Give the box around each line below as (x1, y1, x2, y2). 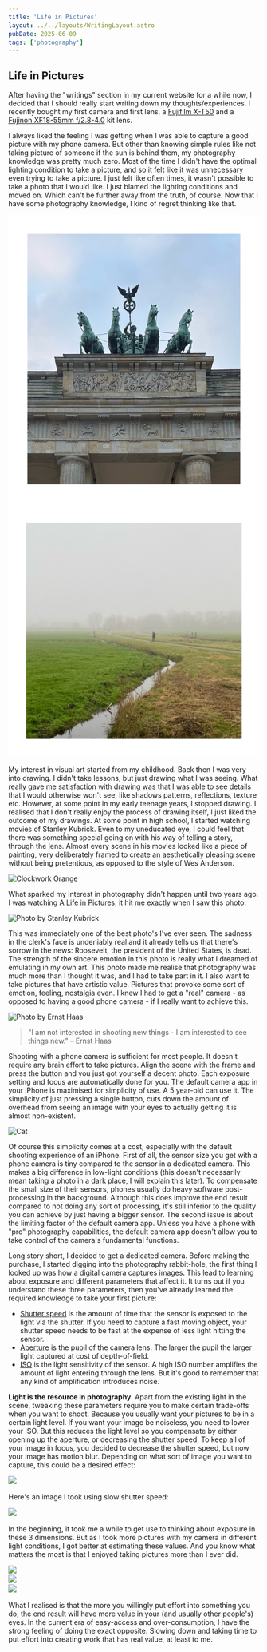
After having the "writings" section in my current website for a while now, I (8, 90, 253, 100)
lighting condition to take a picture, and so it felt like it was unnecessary (8, 165, 244, 175)
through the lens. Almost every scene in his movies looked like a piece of (8, 841, 248, 850)
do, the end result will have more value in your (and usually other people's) (8, 1609, 253, 1618)
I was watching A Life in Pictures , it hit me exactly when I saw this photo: (8, 898, 247, 907)
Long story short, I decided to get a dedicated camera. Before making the (8, 1251, 249, 1260)
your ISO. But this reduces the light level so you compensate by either (8, 1426, 238, 1435)
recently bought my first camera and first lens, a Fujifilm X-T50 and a (8, 107, 234, 117)
